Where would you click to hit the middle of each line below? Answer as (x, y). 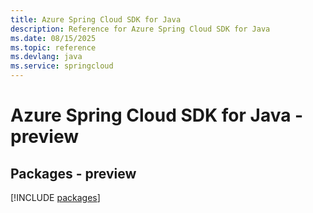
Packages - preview (73, 173)
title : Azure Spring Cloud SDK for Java (96, 19)
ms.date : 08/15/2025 (53, 38)
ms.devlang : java (46, 57)
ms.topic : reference (53, 47)
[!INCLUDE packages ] (55, 197)
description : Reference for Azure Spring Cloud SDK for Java (140, 29)
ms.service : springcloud (62, 66)
